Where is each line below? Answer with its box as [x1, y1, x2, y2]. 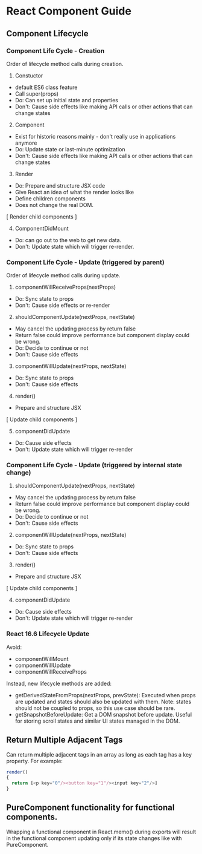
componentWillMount [14, 655, 69, 662]
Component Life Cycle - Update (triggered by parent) [6, 258, 165, 266]
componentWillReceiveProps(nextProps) [14, 283, 116, 291]
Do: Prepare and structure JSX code [14, 182, 106, 189]
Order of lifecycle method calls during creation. [6, 60, 124, 67]
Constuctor [14, 71, 43, 79]
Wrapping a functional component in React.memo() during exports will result [6, 828, 197, 835]
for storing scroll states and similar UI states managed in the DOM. [14, 717, 180, 724]
